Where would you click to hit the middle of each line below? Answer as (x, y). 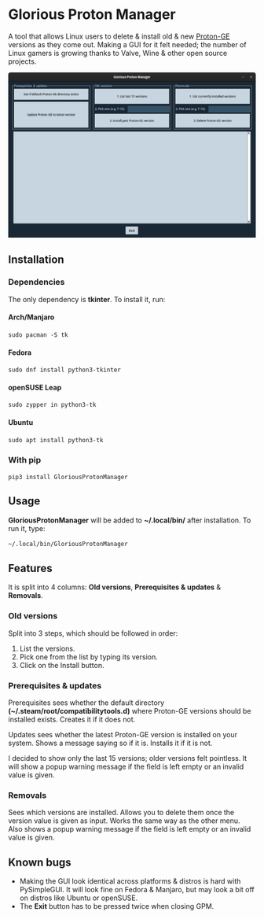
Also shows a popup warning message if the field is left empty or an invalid (130, 829)
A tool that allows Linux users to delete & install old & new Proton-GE (119, 36)
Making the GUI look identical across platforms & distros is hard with (130, 881)
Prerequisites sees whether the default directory (86, 703)
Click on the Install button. (62, 665)
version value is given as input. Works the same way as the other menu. (125, 821)
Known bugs (40, 862)
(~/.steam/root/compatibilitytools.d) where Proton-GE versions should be (130, 710)
